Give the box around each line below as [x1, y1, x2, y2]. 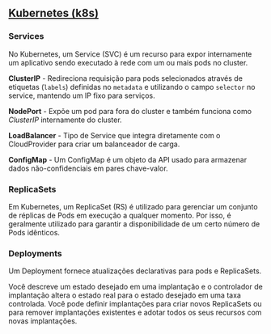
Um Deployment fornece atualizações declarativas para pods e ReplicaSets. [8, 266, 262, 276]
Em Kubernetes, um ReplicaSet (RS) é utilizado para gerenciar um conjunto [8, 201, 258, 211]
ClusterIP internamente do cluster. [8, 115, 123, 125]
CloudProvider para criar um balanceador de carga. [8, 139, 180, 149]
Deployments [8, 247, 62, 259]
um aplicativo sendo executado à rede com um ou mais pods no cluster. [8, 57, 248, 67]
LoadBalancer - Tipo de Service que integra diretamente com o [8, 130, 221, 140]
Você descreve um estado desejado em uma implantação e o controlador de [8, 282, 263, 292]
